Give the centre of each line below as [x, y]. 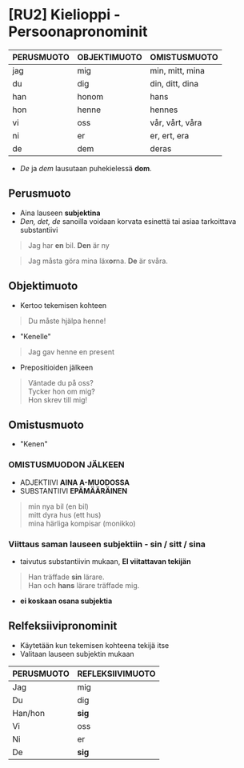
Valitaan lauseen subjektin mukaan [77, 654]
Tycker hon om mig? [62, 391]
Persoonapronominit [78, 32]
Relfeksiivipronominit [63, 626]
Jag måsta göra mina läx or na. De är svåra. [98, 261]
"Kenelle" [36, 336]
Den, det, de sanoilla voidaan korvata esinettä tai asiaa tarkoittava [128, 221]
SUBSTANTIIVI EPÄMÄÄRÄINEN [74, 490]
